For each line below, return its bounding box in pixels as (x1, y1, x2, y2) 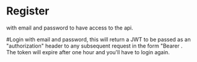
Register (6, 4, 49, 18)
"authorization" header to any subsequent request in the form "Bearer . (6, 42, 183, 49)
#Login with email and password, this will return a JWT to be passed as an (6, 36, 191, 43)
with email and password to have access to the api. (6, 24, 134, 31)
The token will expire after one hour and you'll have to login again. (6, 48, 170, 55)
